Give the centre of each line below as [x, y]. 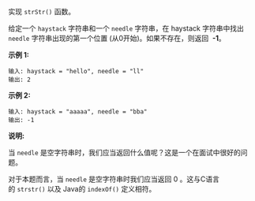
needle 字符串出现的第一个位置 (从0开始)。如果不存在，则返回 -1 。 [117, 38]
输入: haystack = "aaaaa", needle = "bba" [78, 112]
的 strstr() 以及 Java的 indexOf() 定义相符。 [82, 189]
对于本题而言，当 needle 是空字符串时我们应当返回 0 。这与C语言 [114, 179]
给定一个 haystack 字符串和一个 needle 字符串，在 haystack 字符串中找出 [126, 28]
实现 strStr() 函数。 [42, 11]
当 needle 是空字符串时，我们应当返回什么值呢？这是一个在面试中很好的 [124, 153]
